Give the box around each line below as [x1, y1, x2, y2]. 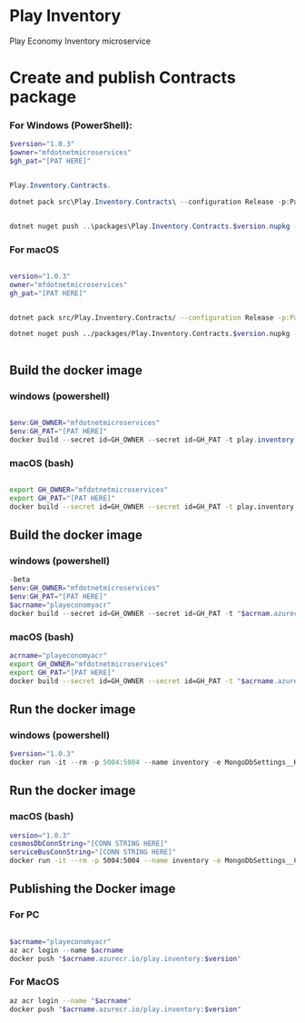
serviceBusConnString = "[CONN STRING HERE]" [9, 848, 177, 857]
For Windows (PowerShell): [9, 119, 133, 132]
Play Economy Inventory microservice [9, 35, 152, 46]
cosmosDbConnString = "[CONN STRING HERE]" [9, 839, 169, 849]
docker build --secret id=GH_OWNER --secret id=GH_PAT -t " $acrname [9, 676, 274, 686]
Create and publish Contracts [9, 67, 236, 88]
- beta [9, 575, 30, 584]
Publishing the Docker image [9, 881, 176, 897]
